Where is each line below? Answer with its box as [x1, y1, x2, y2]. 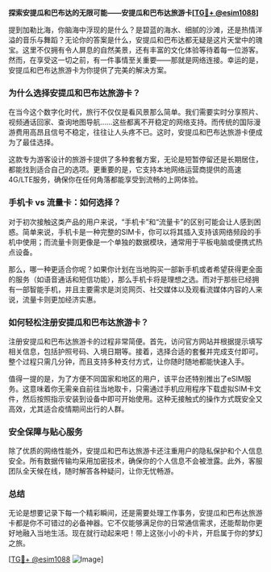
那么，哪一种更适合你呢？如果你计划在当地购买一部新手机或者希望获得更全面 [8, 264, 263, 273]
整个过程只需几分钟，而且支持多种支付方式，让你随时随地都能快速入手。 [8, 357, 248, 366]
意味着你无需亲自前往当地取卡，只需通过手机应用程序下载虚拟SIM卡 [29, 383, 255, 394]
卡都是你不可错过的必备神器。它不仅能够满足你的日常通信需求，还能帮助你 [8, 518, 256, 528]
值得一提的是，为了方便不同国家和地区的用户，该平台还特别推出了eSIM [8, 374, 244, 383]
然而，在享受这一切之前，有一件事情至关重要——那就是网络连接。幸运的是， [8, 56, 263, 65]
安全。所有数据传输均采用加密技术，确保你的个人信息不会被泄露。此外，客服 [8, 456, 263, 466]
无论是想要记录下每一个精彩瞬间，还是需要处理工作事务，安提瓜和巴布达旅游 [8, 508, 263, 518]
